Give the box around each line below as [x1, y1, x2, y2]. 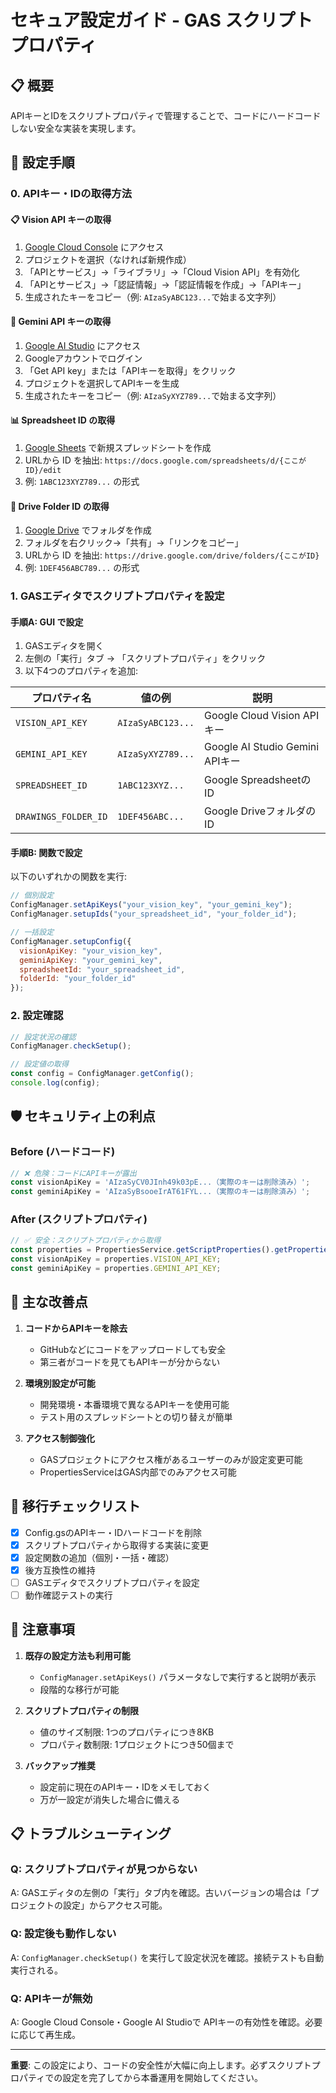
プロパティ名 [31, 691, 92, 705]
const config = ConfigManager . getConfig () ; [10, 1069, 195, 1079]
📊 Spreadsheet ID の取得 [10, 414, 116, 426]
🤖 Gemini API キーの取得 [10, 316, 112, 328]
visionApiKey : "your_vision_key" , [19, 946, 163, 956]
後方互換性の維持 [24, 1564, 96, 1576]
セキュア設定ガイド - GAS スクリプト [10, 9, 313, 32]
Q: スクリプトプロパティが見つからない [10, 1862, 198, 1876]
